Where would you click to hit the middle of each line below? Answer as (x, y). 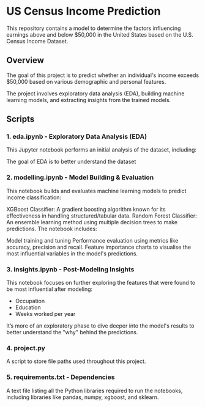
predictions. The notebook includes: (52, 229)
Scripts (20, 119)
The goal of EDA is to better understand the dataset (71, 162)
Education (28, 307)
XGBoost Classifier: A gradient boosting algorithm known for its (86, 209)
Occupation (30, 301)
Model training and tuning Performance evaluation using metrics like (92, 240)
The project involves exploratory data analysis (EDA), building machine (95, 94)
